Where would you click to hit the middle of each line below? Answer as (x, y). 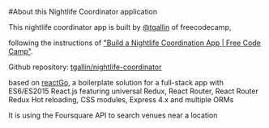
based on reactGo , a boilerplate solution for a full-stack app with (116, 83)
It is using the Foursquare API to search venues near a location (113, 115)
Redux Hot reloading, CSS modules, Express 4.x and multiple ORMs (121, 99)
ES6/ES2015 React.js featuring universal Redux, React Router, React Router (134, 91)
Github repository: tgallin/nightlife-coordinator (85, 67)
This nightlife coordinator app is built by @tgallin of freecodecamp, (120, 27)
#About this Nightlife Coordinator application (83, 12)
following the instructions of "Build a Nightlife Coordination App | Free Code (135, 43)
